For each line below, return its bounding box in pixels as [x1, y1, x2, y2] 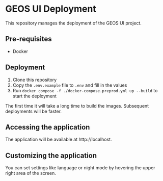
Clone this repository [12, 76, 57, 83]
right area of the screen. [5, 170, 56, 176]
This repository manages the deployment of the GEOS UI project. [5, 20, 142, 26]
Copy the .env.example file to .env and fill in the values [12, 82, 127, 88]
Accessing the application [5, 123, 90, 132]
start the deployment [12, 93, 57, 99]
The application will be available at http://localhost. [5, 136, 112, 143]
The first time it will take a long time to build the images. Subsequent [5, 102, 149, 109]
